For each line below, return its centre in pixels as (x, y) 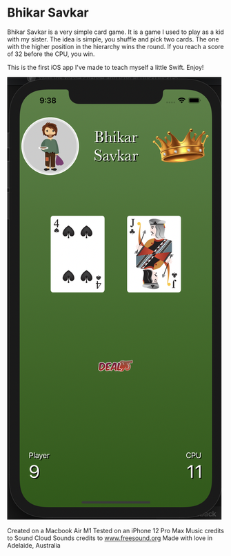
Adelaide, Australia (34, 545)
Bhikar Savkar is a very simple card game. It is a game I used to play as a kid (115, 32)
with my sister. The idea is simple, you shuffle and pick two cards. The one (113, 39)
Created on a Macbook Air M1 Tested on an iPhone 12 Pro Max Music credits (115, 530)
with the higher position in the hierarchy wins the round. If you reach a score (115, 46)
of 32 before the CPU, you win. (51, 54)
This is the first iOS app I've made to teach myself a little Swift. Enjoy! (106, 67)
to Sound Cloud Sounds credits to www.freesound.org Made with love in (110, 538)
